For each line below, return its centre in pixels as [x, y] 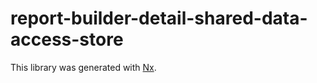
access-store [67, 39]
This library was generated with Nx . [83, 67]
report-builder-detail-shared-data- [159, 18]
